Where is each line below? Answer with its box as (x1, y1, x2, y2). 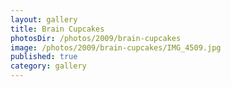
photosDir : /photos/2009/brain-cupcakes (10, 33, 182, 43)
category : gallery (10, 61, 87, 71)
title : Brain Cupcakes (10, 24, 105, 34)
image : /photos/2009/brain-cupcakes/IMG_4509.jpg (10, 42, 222, 53)
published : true (10, 52, 78, 62)
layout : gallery (10, 14, 78, 25)
